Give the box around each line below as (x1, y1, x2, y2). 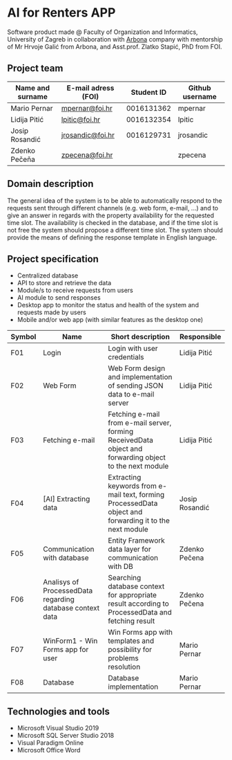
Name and (15, 83, 50, 93)
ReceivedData (108, 435, 153, 445)
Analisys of (42, 577, 79, 587)
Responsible (179, 332, 222, 342)
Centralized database (17, 271, 79, 280)
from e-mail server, (108, 418, 172, 428)
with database (42, 553, 89, 563)
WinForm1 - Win (42, 636, 98, 646)
